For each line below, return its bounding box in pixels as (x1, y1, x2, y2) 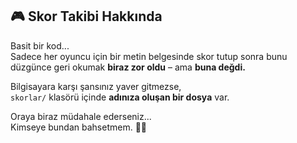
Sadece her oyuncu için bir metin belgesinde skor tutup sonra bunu (10, 50, 288, 62)
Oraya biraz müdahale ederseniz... (10, 110, 152, 122)
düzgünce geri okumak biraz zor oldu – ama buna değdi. (10, 61, 246, 73)
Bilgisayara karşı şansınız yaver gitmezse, (10, 80, 182, 92)
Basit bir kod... (10, 39, 70, 52)
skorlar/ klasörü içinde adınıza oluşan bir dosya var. (10, 91, 230, 103)
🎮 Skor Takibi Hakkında (10, 8, 163, 25)
